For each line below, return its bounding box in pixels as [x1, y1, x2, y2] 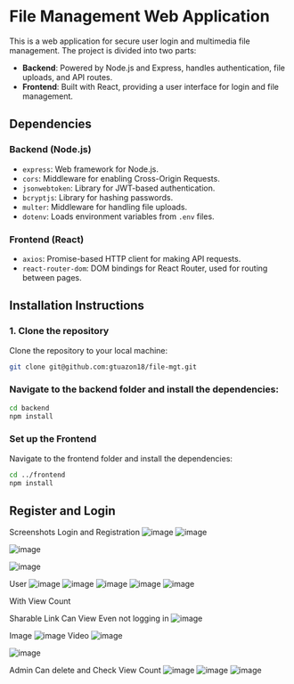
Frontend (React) [9, 233, 85, 246]
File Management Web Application [9, 6, 270, 27]
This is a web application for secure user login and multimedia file [9, 36, 251, 46]
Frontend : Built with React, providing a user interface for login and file [21, 81, 279, 92]
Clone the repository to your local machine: [9, 345, 168, 355]
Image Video [9, 631, 89, 641]
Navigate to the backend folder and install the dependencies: [9, 383, 279, 395]
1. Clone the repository [9, 325, 110, 338]
